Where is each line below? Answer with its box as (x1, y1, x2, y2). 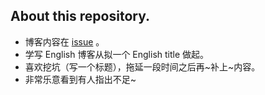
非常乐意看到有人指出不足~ (24, 73, 137, 85)
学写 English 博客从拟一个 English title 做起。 (24, 48, 210, 60)
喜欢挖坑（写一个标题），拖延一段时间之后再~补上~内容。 (24, 60, 261, 73)
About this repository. (10, 8, 150, 25)
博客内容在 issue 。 (24, 35, 105, 48)
